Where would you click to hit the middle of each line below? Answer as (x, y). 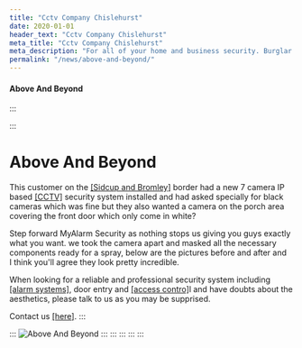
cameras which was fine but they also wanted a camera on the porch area (147, 206)
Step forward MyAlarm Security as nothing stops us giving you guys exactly (150, 234)
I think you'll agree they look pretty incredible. (95, 262)
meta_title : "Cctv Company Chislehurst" (87, 43)
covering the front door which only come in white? (103, 216)
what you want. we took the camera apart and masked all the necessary (143, 243)
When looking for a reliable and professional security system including (140, 279)
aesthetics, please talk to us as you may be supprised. (110, 299)
